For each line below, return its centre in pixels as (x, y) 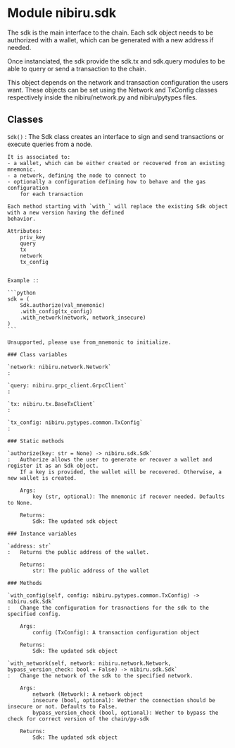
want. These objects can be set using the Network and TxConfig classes (113, 90)
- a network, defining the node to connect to (77, 175)
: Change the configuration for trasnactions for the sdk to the (108, 608)
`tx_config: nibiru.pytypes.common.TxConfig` (75, 422)
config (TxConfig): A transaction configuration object (116, 632)
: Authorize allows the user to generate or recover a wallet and (110, 459)
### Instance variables (42, 533)
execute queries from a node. (50, 144)
